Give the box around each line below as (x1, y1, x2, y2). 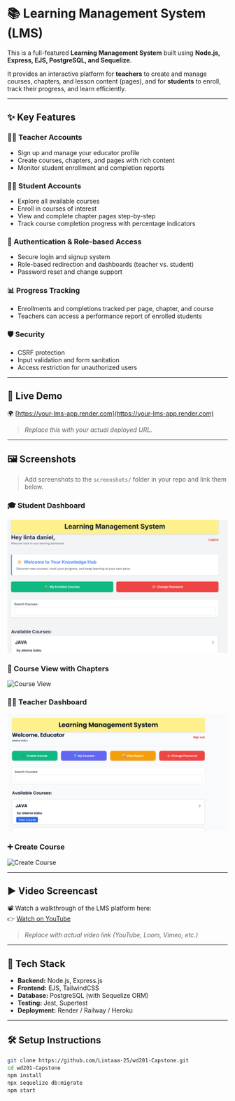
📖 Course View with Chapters (7, 664, 110, 673)
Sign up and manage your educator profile (17, 148, 140, 157)
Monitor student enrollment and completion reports (17, 163, 165, 172)
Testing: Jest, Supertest (17, 998, 88, 1008)
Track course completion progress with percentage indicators (17, 219, 196, 228)
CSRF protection (17, 348, 65, 357)
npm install (7, 1072, 42, 1079)
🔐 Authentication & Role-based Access (7, 237, 142, 246)
